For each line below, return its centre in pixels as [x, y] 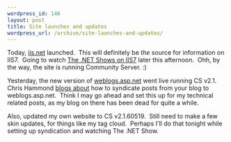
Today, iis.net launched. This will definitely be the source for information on [116, 53]
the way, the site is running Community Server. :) [77, 67]
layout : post [26, 20]
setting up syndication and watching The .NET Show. [83, 131]
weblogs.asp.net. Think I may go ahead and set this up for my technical [110, 96]
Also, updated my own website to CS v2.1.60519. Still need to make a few [112, 116]
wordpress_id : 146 [34, 14]
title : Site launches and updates [57, 26]
